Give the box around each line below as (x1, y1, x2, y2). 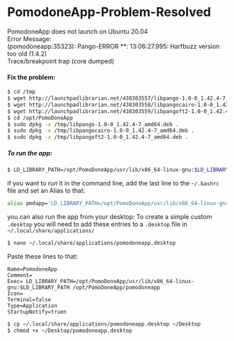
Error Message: (7, 34, 52, 43)
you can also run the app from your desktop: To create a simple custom (7, 212, 212, 220)
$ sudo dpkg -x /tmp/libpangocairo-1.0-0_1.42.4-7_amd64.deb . (7, 127, 195, 135)
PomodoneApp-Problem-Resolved (7, 4, 211, 20)
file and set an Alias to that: (7, 186, 86, 195)
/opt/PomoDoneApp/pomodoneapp (72, 284, 160, 291)
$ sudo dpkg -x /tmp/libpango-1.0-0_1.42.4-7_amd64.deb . (7, 121, 179, 128)
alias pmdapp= (7, 199, 49, 206)
